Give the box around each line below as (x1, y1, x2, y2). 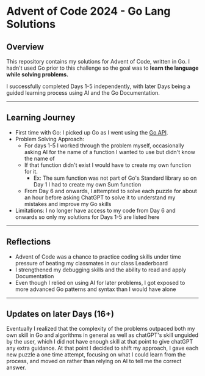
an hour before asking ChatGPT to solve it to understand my (24, 194, 176, 201)
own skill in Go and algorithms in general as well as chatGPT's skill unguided (6, 331, 199, 339)
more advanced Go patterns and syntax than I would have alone (15, 286, 176, 293)
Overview (6, 42, 45, 52)
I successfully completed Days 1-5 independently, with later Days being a (6, 83, 190, 90)
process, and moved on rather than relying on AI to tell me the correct (6, 358, 182, 365)
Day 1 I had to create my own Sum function (33, 180, 142, 188)
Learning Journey (6, 112, 76, 123)
